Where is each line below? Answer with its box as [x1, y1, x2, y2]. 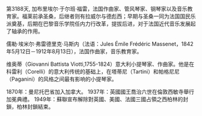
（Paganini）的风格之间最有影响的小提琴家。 [6, 75, 117, 83]
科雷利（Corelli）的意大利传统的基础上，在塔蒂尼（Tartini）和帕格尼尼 [6, 68, 180, 75]
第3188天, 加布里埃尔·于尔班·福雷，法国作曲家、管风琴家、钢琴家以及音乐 [6, 5, 188, 12]
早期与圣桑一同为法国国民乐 [127, 13, 196, 20]
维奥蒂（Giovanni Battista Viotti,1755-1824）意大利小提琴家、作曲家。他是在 [6, 60, 194, 68]
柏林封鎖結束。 [16, 103, 54, 110]
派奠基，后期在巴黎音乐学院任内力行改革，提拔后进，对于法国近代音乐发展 [6, 20, 191, 27]
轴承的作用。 [11, 28, 43, 35]
